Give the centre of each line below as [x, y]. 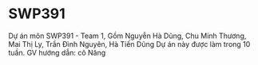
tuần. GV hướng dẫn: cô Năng [57, 52]
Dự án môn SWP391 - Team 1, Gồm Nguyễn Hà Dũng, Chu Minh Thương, [127, 36]
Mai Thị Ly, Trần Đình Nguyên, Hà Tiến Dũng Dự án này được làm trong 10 [129, 44]
